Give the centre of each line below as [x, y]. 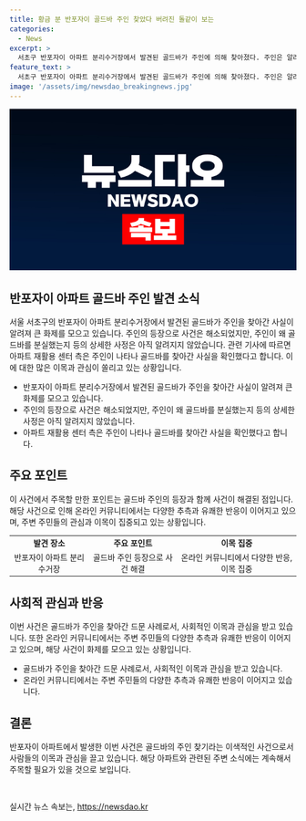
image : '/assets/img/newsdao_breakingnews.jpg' [102, 87]
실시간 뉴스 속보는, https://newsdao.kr [79, 806]
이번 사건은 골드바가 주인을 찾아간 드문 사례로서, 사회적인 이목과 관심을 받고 [143, 627]
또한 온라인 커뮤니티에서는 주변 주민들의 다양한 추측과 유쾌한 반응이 [148, 638]
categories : [32, 29]
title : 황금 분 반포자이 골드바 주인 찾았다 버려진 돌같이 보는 [112, 19]
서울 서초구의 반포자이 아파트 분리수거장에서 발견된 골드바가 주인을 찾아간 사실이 [152, 322]
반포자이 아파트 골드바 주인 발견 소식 [105, 298]
